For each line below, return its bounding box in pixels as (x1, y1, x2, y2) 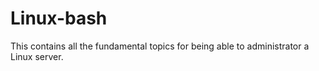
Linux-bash (10, 7, 108, 30)
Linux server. (10, 50, 64, 62)
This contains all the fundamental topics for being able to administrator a (10, 40, 310, 52)
